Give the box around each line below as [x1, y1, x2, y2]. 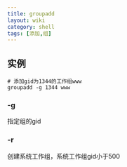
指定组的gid [7, 117, 41, 126]
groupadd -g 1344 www [7, 84, 71, 91]
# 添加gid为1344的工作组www [7, 78, 82, 85]
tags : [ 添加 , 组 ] [7, 29, 52, 37]
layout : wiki [7, 17, 46, 24]
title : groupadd [7, 10, 55, 18]
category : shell [7, 23, 55, 30]
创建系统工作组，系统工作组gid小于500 [7, 152, 121, 160]
